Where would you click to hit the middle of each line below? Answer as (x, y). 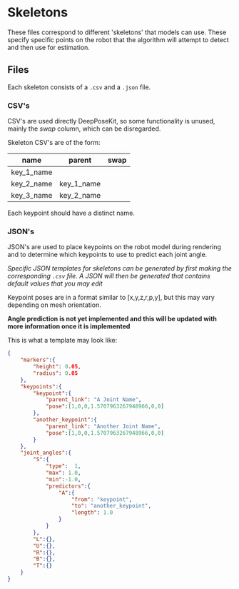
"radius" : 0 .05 (56, 373)
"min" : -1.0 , (63, 479)
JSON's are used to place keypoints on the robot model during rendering (114, 247)
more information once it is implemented (69, 326)
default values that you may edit (55, 283)
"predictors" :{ (68, 486)
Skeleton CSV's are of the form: (54, 143)
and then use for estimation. (49, 47)
